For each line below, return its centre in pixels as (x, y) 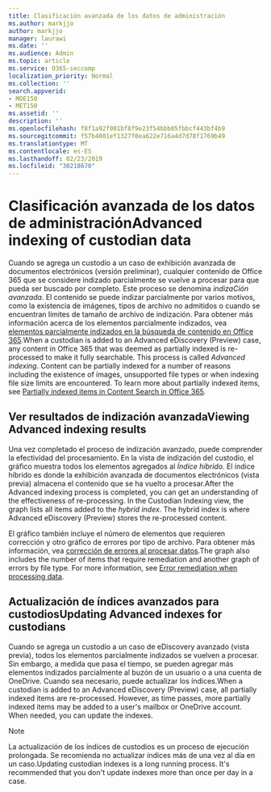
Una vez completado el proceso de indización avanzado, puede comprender (135, 449)
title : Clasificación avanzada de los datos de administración (117, 16)
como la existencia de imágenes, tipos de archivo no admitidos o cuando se (134, 306)
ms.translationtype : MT (48, 143)
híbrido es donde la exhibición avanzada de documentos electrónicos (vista (134, 474)
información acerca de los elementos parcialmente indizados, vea (118, 323)
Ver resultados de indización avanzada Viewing (129, 417)
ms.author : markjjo (41, 23)
